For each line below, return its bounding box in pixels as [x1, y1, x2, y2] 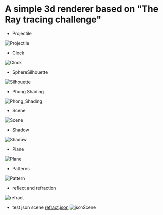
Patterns [12, 165, 30, 171]
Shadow [12, 127, 30, 133]
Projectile [12, 30, 32, 36]
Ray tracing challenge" [5, 14, 102, 25]
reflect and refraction [12, 185, 56, 191]
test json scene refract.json [12, 204, 69, 210]
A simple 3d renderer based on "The [5, 3, 159, 15]
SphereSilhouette [12, 69, 48, 75]
